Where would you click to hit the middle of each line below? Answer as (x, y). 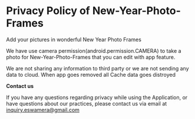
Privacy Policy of (48, 11)
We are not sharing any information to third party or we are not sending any (97, 68)
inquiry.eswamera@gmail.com (43, 110)
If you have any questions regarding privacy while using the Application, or (97, 97)
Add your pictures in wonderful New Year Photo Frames (74, 39)
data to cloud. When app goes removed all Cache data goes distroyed (91, 74)
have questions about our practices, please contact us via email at (87, 103)
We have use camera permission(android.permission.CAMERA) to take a (94, 50)
